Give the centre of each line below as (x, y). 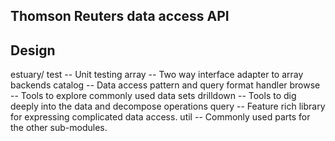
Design (33, 50)
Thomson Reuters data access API (120, 16)
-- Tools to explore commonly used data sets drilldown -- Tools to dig (153, 96)
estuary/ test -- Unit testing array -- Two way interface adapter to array (157, 75)
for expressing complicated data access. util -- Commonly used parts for (160, 117)
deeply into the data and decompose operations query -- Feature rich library (168, 106)
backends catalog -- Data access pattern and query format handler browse (165, 85)
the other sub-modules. (59, 128)
